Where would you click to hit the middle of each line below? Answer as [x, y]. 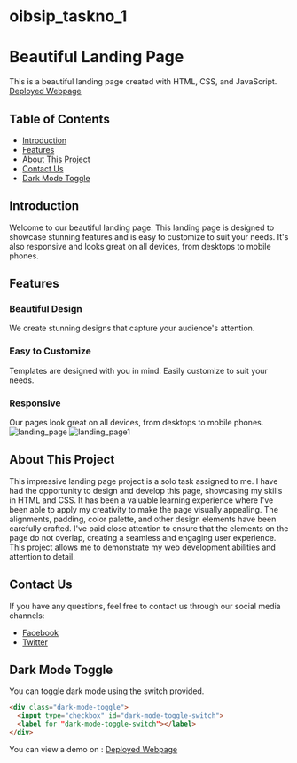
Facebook [40, 632]
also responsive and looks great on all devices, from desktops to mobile [141, 246]
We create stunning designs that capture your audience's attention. [132, 328]
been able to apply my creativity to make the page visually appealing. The [144, 509]
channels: [27, 616]
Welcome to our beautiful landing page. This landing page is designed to [142, 227]
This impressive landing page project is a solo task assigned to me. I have [144, 481]
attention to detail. [42, 556]
